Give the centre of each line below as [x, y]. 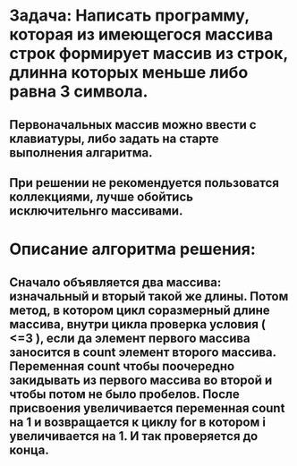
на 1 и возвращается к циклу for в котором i [138, 422]
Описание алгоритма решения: [133, 249]
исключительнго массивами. [96, 211]
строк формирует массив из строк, [148, 54]
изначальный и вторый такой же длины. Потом [149, 296]
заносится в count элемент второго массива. [143, 352]
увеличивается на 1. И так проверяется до [134, 436]
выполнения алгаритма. [81, 153]
